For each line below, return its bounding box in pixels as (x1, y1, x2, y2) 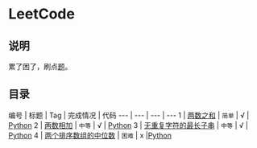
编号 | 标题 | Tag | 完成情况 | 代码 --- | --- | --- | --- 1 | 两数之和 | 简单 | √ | (8, 110, 250, 120)
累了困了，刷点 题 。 (8, 62, 73, 71)
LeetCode (8, 5, 75, 23)
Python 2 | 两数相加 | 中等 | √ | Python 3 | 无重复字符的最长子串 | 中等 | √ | (8, 120, 248, 129)
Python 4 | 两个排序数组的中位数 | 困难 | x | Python (8, 130, 172, 140)
